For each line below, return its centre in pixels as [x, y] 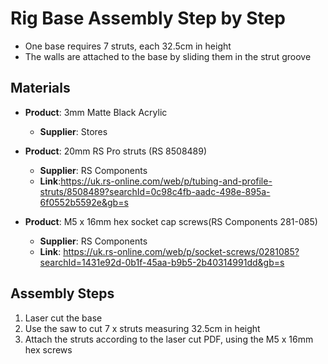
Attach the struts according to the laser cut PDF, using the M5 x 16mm [169, 339]
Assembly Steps [62, 293]
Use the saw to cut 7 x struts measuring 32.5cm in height [142, 328]
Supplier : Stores [73, 131]
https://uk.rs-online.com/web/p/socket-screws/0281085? [181, 251]
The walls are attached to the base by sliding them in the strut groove [168, 56]
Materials [40, 88]
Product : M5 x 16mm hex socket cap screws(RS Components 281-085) [171, 221]
